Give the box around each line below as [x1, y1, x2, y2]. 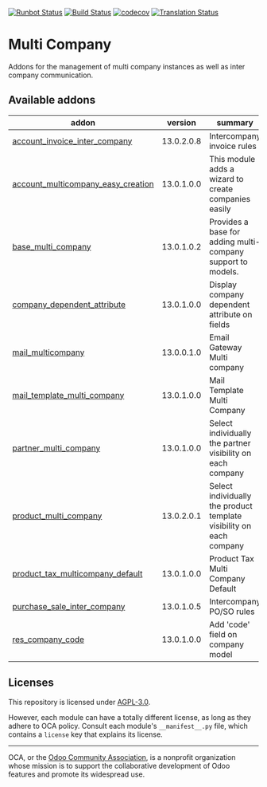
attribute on [209, 309, 253, 320]
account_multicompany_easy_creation [12, 178, 154, 189]
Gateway [209, 341, 242, 352]
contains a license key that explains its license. [8, 730, 163, 739]
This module [209, 153, 256, 164]
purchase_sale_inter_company [12, 600, 126, 612]
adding [209, 236, 236, 247]
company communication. [8, 70, 94, 80]
